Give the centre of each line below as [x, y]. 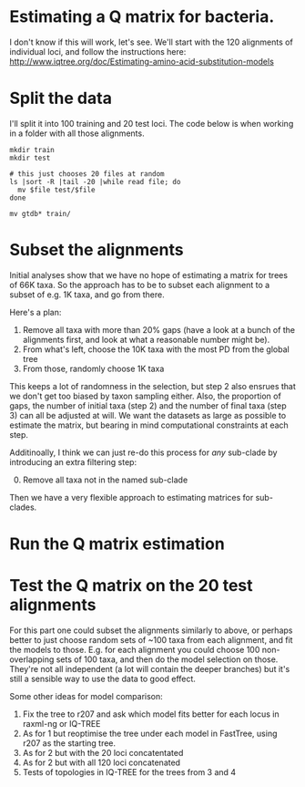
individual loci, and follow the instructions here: [98, 51]
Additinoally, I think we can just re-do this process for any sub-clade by [143, 452]
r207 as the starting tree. [69, 743]
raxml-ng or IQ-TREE [61, 723]
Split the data [61, 98]
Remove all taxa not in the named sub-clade [105, 480]
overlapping [32, 659]
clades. [23, 507]
